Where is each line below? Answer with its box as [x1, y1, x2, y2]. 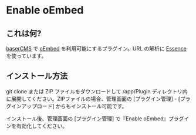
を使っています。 [6, 52, 47, 59]
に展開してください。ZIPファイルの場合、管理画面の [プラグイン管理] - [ [6, 95, 181, 102]
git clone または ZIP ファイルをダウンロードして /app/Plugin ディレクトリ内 [6, 87, 188, 95]
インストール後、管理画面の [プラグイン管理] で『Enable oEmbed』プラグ [6, 115, 184, 122]
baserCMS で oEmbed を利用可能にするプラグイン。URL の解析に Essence [6, 45, 187, 52]
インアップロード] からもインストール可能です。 [11, 102, 127, 109]
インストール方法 [6, 71, 68, 81]
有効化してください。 [16, 122, 68, 129]
